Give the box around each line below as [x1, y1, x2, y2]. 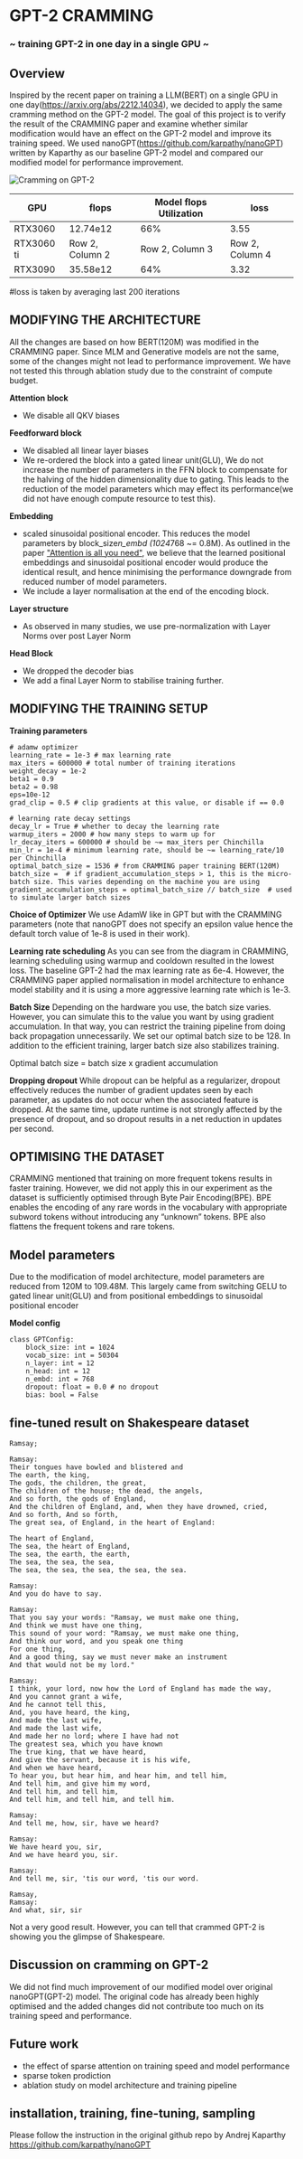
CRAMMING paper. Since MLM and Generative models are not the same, [9, 345, 280, 357]
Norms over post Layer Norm [22, 630, 132, 641]
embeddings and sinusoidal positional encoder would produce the [22, 557, 269, 568]
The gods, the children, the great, [9, 1478, 147, 1487]
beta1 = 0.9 [9, 774, 54, 783]
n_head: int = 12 [25, 1367, 91, 1376]
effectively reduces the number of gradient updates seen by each [9, 1084, 253, 1095]
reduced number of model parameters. [22, 576, 167, 587]
